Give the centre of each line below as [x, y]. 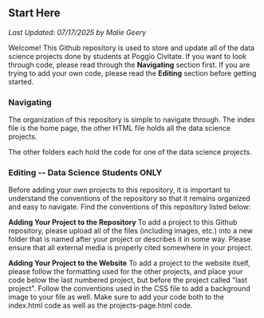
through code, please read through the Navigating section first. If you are [129, 65]
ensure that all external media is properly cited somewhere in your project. [130, 248]
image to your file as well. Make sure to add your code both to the [116, 297]
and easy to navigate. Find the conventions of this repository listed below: [130, 207]
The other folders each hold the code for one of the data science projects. [130, 152]
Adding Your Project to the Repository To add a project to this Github [123, 222]
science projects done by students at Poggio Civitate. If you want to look [128, 56]
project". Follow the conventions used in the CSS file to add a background [129, 289]
